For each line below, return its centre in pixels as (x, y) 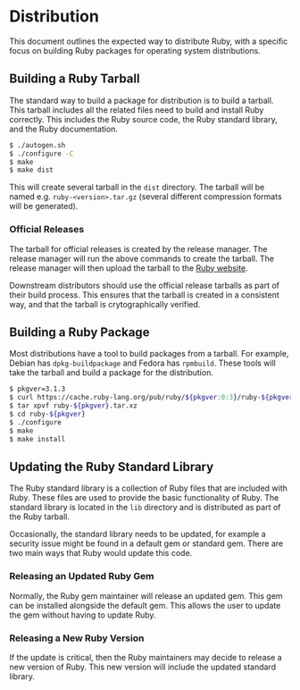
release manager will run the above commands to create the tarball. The (142, 258)
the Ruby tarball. (39, 517)
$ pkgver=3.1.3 (37, 389)
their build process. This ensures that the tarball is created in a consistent (144, 295)
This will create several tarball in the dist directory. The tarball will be (137, 187)
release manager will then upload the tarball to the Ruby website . (129, 268)
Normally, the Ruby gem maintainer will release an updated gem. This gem (146, 595)
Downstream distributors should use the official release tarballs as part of (144, 285)
